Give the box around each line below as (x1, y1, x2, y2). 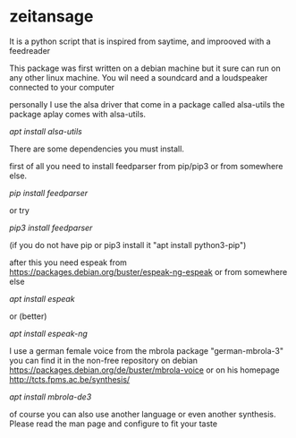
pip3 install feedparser (9, 222, 93, 233)
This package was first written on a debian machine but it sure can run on (9, 63, 281, 73)
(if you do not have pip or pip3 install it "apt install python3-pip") (9, 239, 247, 250)
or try (9, 204, 30, 216)
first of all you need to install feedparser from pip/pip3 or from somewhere (9, 160, 283, 171)
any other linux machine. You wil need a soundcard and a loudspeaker (9, 72, 268, 82)
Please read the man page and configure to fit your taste (9, 418, 217, 429)
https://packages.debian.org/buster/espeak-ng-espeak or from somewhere (9, 266, 288, 277)
